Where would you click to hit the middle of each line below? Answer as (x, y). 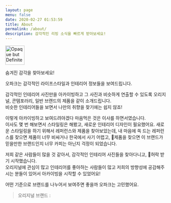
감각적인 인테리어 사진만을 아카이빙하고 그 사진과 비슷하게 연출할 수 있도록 (79, 94)
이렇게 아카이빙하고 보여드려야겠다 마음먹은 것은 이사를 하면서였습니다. (76, 118)
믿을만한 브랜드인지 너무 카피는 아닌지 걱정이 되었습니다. (61, 143)
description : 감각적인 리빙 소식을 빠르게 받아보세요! (56, 34)
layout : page (19, 10)
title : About (19, 24)
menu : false (18, 15)
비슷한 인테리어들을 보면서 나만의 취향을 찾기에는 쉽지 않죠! (64, 107)
